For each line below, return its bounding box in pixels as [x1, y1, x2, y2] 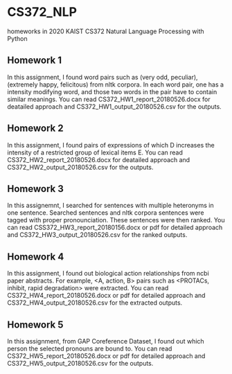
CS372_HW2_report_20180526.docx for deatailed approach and [7, 155, 190, 163]
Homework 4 [7, 251, 64, 262]
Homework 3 [7, 183, 64, 195]
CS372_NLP [7, 4, 78, 20]
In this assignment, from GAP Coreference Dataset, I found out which [7, 337, 204, 345]
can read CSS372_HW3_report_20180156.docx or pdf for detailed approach [7, 223, 223, 232]
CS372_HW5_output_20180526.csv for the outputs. [7, 359, 154, 367]
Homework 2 [7, 123, 64, 134]
